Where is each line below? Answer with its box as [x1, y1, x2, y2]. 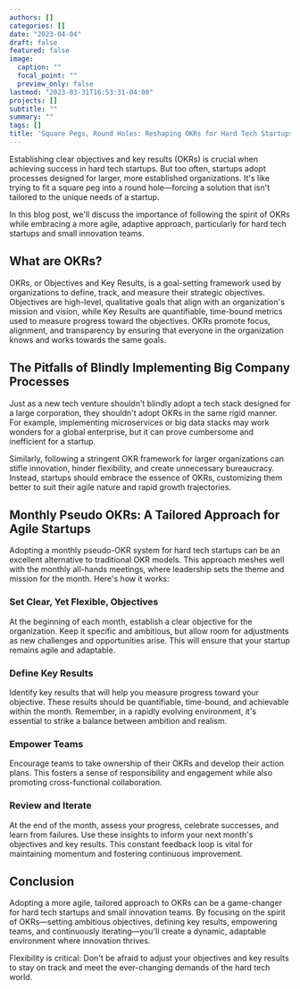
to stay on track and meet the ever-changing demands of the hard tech [9, 962, 271, 973]
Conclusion [9, 874, 75, 889]
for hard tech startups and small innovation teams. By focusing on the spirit [9, 907, 286, 918]
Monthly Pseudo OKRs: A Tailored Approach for [9, 507, 280, 522]
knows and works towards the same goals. [9, 334, 167, 345]
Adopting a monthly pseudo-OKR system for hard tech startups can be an [9, 545, 281, 556]
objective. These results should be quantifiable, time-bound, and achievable [9, 696, 289, 707]
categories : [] [9, 21, 66, 30]
